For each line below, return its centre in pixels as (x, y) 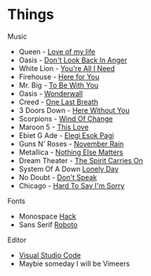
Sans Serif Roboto (48, 224)
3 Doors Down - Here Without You (74, 110)
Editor (17, 240)
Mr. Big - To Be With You (59, 85)
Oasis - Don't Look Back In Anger (73, 60)
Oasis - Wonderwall (51, 93)
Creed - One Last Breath (59, 102)
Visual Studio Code (50, 255)
